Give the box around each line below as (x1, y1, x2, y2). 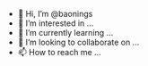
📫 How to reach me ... (17, 47, 101, 57)
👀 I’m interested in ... (17, 18, 94, 29)
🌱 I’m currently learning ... (17, 28, 114, 37)
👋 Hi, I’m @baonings (17, 9, 93, 19)
